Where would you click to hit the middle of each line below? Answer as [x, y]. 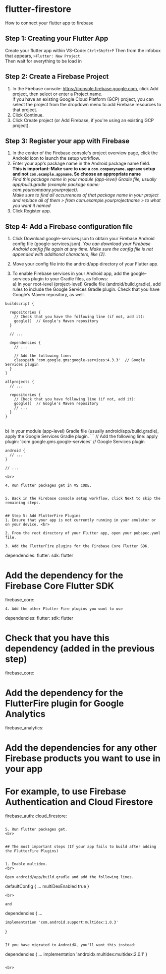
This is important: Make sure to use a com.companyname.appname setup [84, 169]
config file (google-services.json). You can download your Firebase [82, 244]
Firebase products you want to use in [83, 758]
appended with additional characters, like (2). [59, 255]
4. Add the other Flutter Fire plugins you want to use [64, 609]
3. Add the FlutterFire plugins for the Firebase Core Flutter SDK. [77, 546]
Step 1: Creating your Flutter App [57, 38]
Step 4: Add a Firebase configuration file [69, 227]
